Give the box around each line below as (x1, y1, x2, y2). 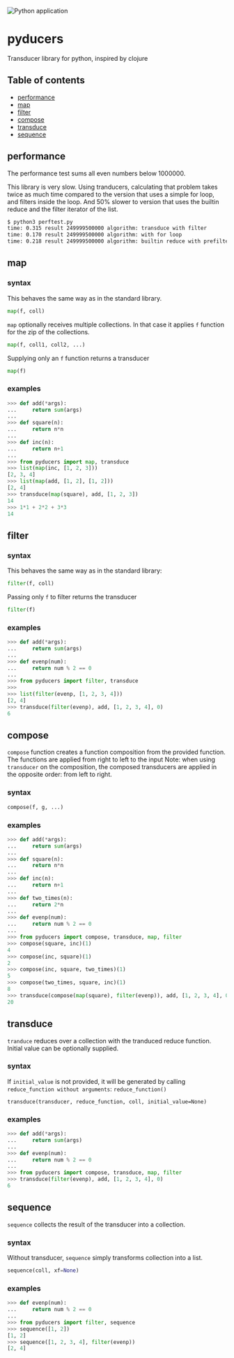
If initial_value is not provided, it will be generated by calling (7, 1077, 186, 1085)
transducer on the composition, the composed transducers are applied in (7, 763, 217, 771)
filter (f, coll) (7, 580, 54, 587)
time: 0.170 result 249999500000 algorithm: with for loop (7, 231, 182, 238)
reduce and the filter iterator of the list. (7, 205, 118, 213)
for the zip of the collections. (7, 327, 90, 336)
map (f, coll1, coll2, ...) (7, 341, 86, 348)
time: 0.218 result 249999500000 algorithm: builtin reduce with (7, 238, 201, 245)
